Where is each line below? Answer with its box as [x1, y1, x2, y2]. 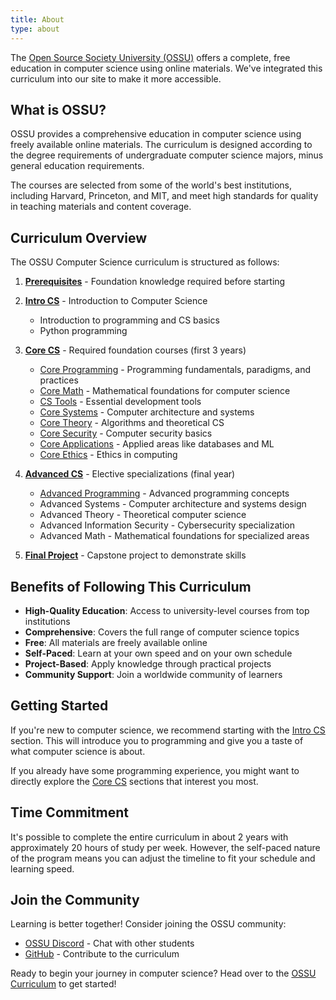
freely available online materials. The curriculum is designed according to [10, 139, 313, 151]
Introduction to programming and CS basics [39, 314, 220, 326]
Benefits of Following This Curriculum [10, 578, 252, 595]
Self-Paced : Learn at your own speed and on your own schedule [24, 647, 293, 659]
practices [39, 374, 79, 386]
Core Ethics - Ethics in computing [39, 449, 178, 461]
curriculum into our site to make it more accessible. [10, 72, 222, 85]
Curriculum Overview [10, 229, 148, 246]
